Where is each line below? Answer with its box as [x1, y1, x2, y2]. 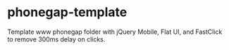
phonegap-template [7, 4, 128, 20]
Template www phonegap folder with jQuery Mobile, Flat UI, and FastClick [7, 27, 223, 36]
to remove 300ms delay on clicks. [7, 35, 106, 43]
